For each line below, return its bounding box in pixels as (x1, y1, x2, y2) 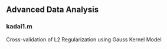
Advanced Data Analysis (6, 5, 99, 15)
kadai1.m (6, 22, 32, 31)
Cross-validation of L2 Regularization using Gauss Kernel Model (6, 35, 162, 43)
